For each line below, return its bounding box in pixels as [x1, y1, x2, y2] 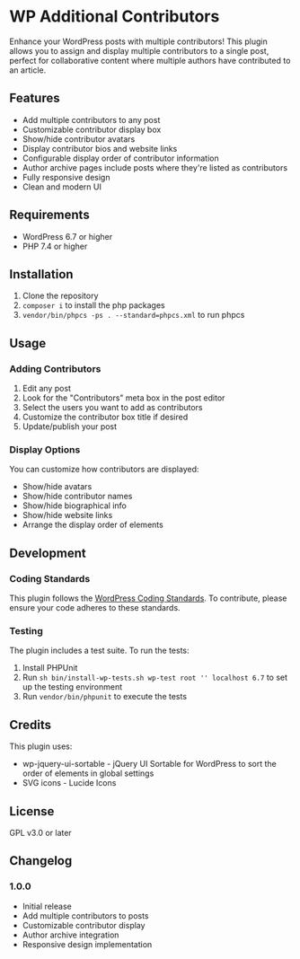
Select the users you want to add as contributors [22, 402, 204, 413]
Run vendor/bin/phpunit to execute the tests [22, 691, 187, 702]
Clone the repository [22, 290, 99, 302]
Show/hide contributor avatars [22, 133, 136, 145]
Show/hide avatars [22, 481, 93, 492]
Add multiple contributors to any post [22, 114, 161, 125]
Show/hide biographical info [22, 500, 128, 511]
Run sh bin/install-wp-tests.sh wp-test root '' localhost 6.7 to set [22, 672, 288, 683]
